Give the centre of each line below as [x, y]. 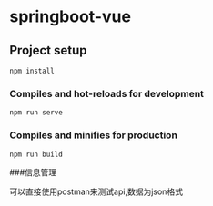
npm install [32, 71]
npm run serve [36, 113]
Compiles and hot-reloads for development [107, 93]
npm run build [36, 154]
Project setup [49, 50]
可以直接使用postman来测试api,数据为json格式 [96, 191]
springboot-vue [71, 17]
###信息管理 [33, 172]
